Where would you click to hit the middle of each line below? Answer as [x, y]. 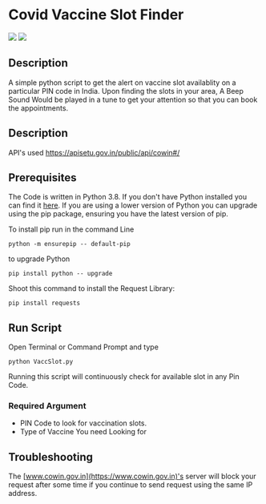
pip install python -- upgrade [60, 274]
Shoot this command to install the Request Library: [92, 288]
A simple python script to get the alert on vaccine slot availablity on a [122, 83]
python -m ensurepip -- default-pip [69, 244]
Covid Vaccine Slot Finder [96, 15]
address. [23, 494]
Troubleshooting [51, 457]
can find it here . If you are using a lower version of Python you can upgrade [133, 205]
